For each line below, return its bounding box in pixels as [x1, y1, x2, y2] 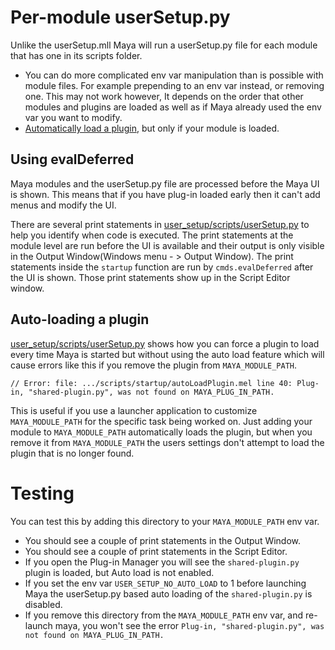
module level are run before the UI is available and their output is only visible [10, 239, 325, 251]
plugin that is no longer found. [10, 447, 135, 459]
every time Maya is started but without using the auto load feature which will [10, 348, 325, 360]
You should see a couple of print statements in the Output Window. [24, 534, 302, 546]
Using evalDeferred [10, 151, 135, 168]
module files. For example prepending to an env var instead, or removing [24, 79, 325, 91]
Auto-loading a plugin [10, 311, 150, 328]
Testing [10, 482, 75, 505]
